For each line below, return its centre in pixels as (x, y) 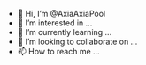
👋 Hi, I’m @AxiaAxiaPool (61, 14)
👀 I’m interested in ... (55, 23)
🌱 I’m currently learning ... (65, 32)
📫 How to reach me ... (58, 51)
